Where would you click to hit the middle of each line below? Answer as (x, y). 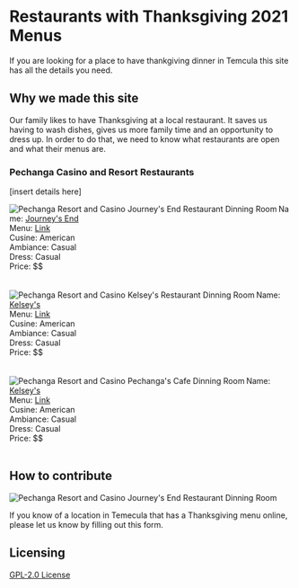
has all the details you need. (61, 70)
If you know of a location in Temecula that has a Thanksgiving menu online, (149, 515)
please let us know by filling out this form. (87, 524)
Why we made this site (74, 98)
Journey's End (52, 218)
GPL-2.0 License (40, 575)
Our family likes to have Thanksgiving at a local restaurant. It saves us (138, 120)
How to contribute (61, 476)
